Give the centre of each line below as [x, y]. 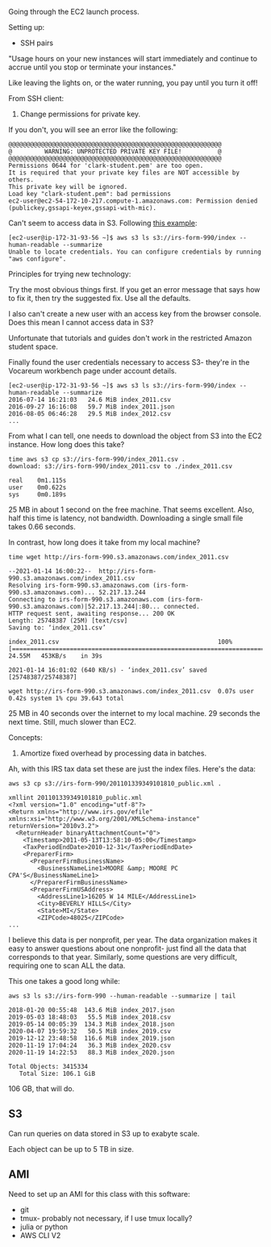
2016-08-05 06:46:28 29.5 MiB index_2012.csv [90, 414]
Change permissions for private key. [80, 114]
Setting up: [27, 27]
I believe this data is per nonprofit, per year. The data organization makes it [133, 940]
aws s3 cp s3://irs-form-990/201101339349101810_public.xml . [115, 784]
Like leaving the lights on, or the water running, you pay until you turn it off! [133, 83]
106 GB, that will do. [42, 1088]
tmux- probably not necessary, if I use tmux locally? [106, 1218]
